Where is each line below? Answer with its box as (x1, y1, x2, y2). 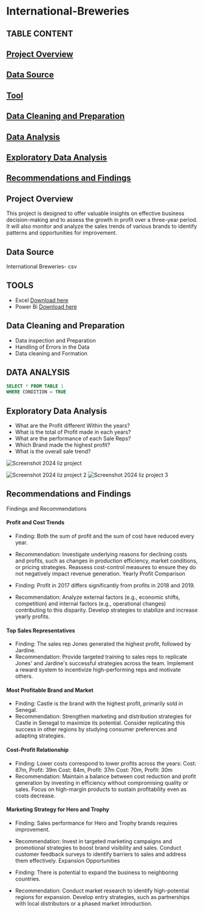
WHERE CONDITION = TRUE (6, 389, 67, 395)
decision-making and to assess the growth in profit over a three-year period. (6, 216, 198, 224)
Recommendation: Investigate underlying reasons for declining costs (15, 550, 187, 558)
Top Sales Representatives (6, 627, 75, 634)
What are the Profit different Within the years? (15, 422, 131, 429)
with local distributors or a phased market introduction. (15, 900, 153, 907)
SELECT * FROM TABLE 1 (6, 383, 64, 389)
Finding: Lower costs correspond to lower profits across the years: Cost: (15, 759, 197, 767)
